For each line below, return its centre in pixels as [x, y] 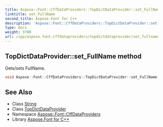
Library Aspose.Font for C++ [41, 119]
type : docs [16, 28]
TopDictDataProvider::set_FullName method [73, 56]
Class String [24, 104]
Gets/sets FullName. [25, 68]
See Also [19, 92]
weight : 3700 [18, 32]
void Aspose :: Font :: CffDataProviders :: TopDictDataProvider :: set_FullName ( [82, 77]
